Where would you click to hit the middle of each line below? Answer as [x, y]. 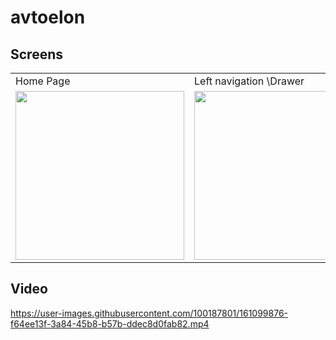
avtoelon [48, 17]
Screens [36, 54]
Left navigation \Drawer [249, 81]
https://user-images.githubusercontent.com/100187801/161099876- [149, 313]
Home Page [43, 81]
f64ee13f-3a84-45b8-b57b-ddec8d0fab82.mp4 [110, 323]
